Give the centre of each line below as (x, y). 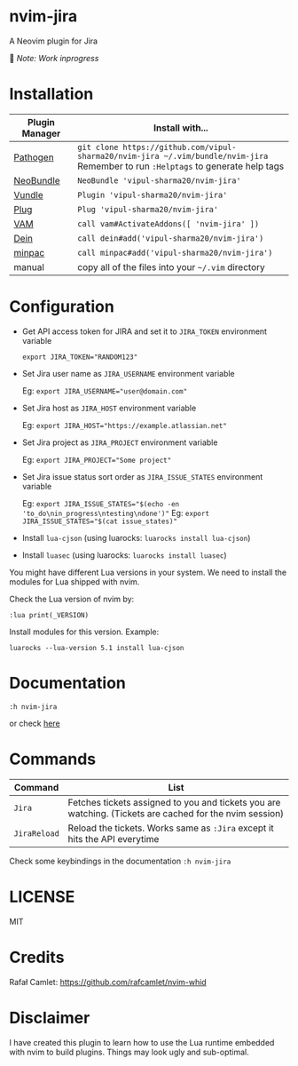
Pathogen (34, 157)
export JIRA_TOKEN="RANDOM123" (80, 357)
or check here (35, 723)
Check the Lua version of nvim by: (72, 599)
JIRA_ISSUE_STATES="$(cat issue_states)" (99, 521)
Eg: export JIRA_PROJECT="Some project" (97, 459)
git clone (98, 147)
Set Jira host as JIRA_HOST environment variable (109, 408)
